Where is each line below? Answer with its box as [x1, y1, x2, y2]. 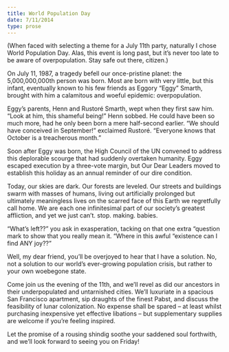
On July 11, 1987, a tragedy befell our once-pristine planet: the [7, 69, 182, 78]
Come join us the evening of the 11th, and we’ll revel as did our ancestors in [7, 281, 220, 289]
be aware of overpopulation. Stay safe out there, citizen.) [7, 56, 168, 64]
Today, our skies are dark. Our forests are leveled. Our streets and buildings [7, 183, 221, 191]
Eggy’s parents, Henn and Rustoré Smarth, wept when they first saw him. [7, 104, 215, 113]
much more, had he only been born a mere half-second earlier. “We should [7, 119, 219, 128]
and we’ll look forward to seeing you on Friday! [7, 338, 140, 346]
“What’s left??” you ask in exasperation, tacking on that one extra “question [7, 224, 220, 233]
